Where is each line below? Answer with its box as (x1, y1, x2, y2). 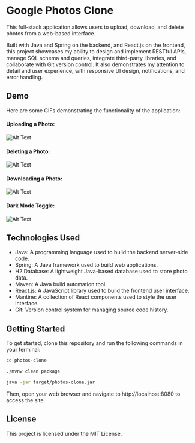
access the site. (6, 396, 46, 403)
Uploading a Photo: (6, 121, 55, 128)
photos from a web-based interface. (6, 29, 96, 37)
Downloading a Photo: (6, 175, 63, 182)
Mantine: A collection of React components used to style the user (14, 293, 177, 301)
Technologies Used (6, 233, 80, 243)
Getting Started (6, 323, 65, 334)
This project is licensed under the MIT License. (6, 430, 122, 437)
